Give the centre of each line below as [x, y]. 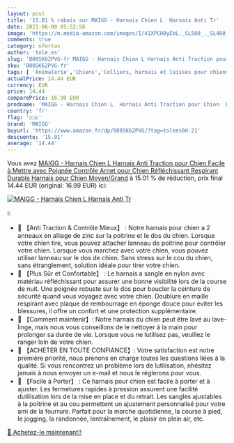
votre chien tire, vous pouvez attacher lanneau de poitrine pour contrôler [122, 243]
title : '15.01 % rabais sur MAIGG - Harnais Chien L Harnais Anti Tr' [113, 20]
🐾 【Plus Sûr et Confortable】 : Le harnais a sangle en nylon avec [111, 273]
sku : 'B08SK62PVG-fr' [39, 66]
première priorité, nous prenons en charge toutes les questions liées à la [121, 358]
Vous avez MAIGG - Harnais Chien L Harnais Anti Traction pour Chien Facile [116, 163]
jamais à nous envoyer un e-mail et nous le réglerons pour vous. [109, 373]
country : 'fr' [28, 111]
